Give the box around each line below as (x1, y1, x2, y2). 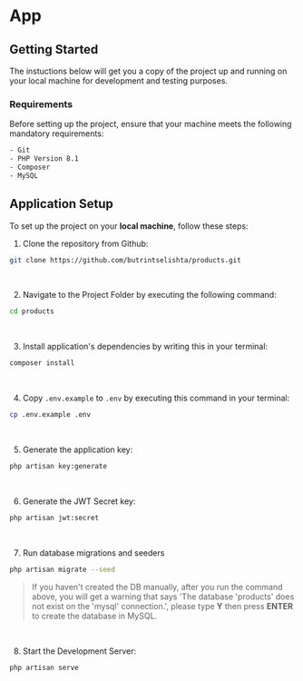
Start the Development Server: (22, 646, 137, 656)
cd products (9, 307, 54, 316)
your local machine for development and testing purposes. (9, 75, 229, 86)
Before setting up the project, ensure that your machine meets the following (9, 119, 292, 130)
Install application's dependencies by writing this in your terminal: (22, 341, 269, 352)
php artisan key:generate (9, 462, 107, 471)
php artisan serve (9, 663, 79, 672)
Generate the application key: (22, 444, 133, 455)
